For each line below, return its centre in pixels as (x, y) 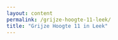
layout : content (29, 13)
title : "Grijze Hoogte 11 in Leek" (57, 26)
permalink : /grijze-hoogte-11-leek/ (59, 20)
